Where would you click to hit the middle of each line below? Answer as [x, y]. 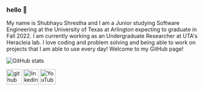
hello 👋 [17, 10]
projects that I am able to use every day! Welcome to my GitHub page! [95, 49]
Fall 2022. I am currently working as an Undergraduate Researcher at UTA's [102, 36]
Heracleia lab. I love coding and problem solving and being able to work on [101, 43]
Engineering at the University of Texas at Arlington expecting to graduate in [102, 29]
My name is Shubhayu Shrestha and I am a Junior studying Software [93, 23]
